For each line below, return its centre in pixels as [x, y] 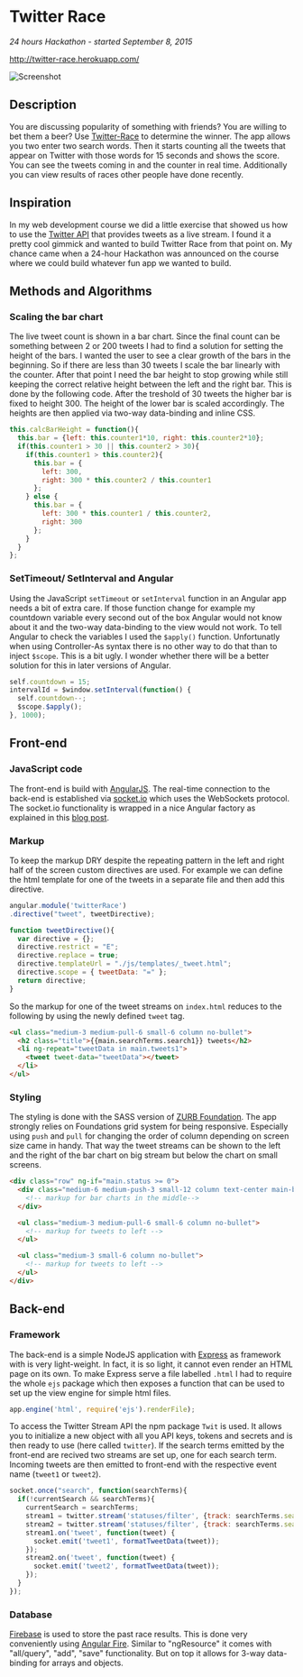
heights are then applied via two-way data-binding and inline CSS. [133, 413]
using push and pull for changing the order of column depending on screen [149, 1136]
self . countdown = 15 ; [50, 682]
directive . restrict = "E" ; [68, 947]
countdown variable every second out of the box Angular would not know [146, 617]
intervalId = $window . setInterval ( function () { [101, 690]
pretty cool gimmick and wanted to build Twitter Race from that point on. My [151, 243]
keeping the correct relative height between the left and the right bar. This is [151, 384]
